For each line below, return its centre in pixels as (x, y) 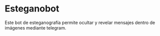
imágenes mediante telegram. (35, 27)
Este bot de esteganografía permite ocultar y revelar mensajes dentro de (80, 22)
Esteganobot (32, 9)
